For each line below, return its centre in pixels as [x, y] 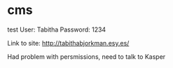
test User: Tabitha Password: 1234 [57, 29]
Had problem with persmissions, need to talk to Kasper [86, 56]
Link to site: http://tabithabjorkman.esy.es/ [68, 43]
